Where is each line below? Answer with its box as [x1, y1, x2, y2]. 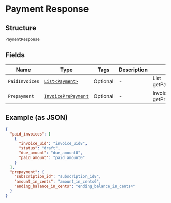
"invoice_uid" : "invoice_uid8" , [18, 141, 88, 146]
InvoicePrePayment [44, 93, 89, 99]
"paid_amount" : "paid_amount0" [18, 155, 85, 160]
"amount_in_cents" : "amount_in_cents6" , [14, 179, 101, 184]
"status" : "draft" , [18, 146, 60, 151]
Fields [5, 51, 25, 59]
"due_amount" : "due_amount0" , [18, 150, 83, 155]
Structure [5, 24, 37, 32]
